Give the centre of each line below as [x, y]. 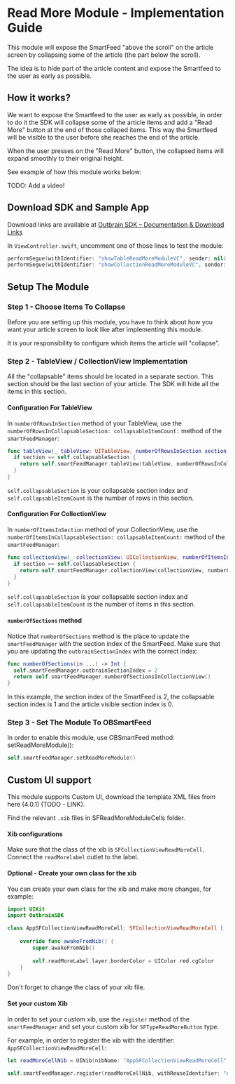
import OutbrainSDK [36, 916]
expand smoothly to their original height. [65, 158]
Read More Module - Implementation [116, 13]
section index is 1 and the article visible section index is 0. [90, 704]
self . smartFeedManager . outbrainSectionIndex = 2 [86, 670]
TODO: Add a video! [36, 185]
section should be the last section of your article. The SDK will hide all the [113, 384]
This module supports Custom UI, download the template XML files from [111, 797]
